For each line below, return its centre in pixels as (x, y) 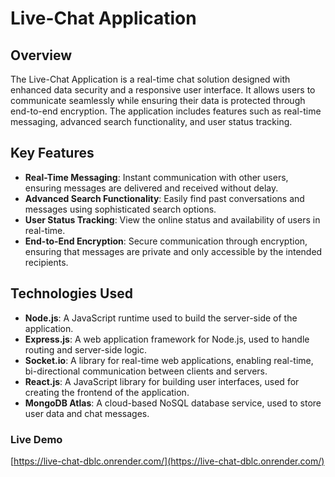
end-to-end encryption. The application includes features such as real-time (166, 111)
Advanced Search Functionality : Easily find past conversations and (164, 198)
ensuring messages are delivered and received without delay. (151, 188)
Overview (41, 55)
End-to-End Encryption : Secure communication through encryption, (166, 241)
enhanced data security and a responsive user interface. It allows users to (163, 90)
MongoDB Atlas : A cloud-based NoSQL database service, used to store (173, 403)
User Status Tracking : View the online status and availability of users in (172, 219)
